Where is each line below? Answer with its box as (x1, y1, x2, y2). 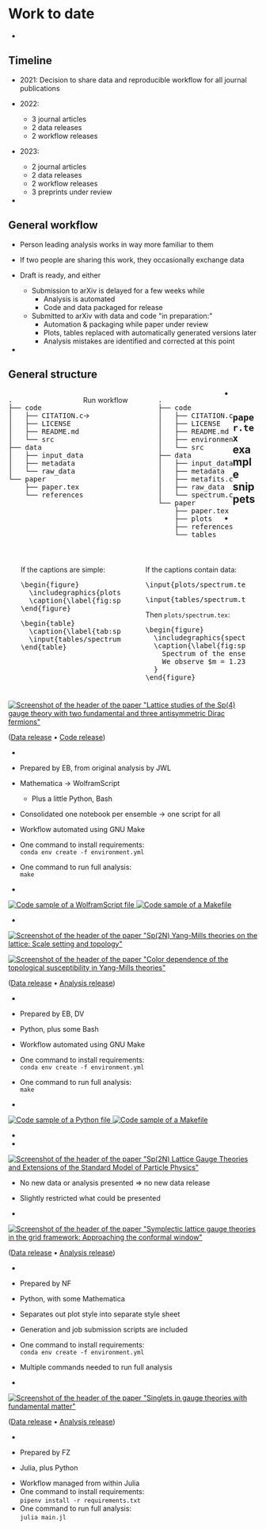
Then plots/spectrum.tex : (145, 610, 230, 619)
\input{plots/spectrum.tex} (145, 580, 255, 589)
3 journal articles (31, 114, 87, 124)
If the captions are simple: (21, 565, 105, 574)
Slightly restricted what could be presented (19, 1193, 161, 1202)
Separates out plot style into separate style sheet (19, 1309, 180, 1319)
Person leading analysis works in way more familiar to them (19, 240, 214, 249)
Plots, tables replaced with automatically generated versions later (43, 328, 257, 337)
